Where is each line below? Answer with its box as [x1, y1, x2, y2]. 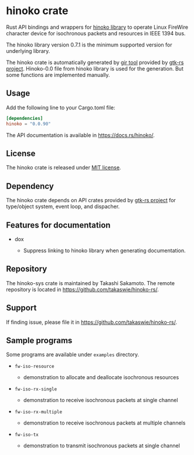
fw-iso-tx [14, 432, 39, 438]
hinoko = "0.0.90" [6, 121, 51, 127]
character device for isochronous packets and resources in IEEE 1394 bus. [6, 29, 186, 36]
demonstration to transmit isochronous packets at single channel [23, 442, 181, 449]
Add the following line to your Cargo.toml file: [6, 104, 115, 111]
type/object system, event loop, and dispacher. [6, 203, 120, 210]
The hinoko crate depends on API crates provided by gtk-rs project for [6, 197, 176, 204]
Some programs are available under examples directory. [6, 351, 139, 358]
